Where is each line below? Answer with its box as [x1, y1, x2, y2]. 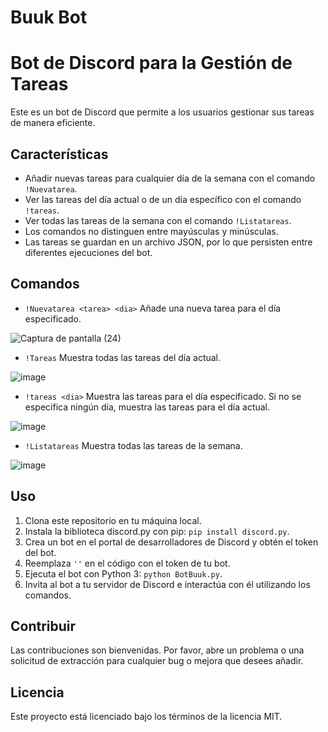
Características [10, 146, 109, 163]
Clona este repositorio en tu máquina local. [24, 514, 202, 526]
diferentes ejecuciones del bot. [24, 246, 153, 258]
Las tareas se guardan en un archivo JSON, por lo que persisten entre [24, 236, 313, 248]
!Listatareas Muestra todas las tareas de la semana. [24, 439, 243, 451]
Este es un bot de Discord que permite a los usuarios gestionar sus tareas [10, 106, 315, 118]
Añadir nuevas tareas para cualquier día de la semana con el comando [24, 172, 316, 184]
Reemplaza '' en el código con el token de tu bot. [24, 557, 231, 569]
